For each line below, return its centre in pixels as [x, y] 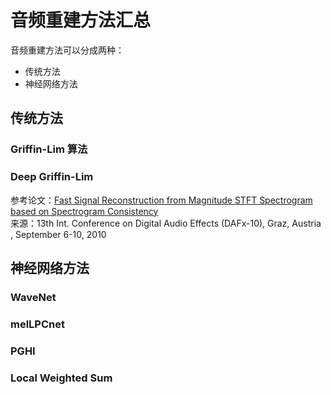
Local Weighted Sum [61, 378]
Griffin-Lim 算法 [49, 149]
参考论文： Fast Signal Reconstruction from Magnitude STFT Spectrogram [161, 200]
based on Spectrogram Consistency [84, 211]
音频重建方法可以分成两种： [67, 50]
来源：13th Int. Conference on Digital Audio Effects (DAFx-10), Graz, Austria [166, 223]
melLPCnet [37, 324]
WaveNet [33, 297]
